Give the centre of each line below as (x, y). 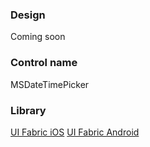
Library (28, 110)
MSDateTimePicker (50, 84)
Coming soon (38, 37)
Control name (44, 63)
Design (28, 15)
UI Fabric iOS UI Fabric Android (75, 132)
